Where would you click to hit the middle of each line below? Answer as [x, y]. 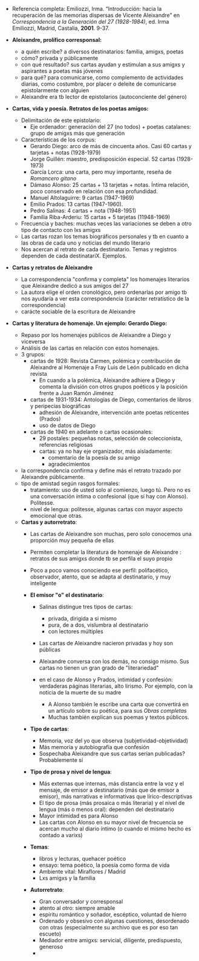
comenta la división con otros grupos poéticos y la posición [113, 387]
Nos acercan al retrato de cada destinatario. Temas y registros [99, 249]
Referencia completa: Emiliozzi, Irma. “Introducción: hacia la [87, 9]
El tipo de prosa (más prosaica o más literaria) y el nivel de [112, 803]
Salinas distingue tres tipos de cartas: [86, 607]
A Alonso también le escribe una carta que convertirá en [119, 704]
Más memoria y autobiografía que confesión [94, 747]
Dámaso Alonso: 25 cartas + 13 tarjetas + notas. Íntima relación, [109, 185]
